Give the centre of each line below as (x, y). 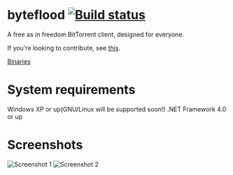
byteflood (36, 15)
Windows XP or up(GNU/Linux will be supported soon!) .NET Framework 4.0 (117, 109)
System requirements (71, 90)
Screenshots (45, 145)
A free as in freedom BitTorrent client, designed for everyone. (96, 34)
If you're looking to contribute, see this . (64, 48)
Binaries (19, 61)
